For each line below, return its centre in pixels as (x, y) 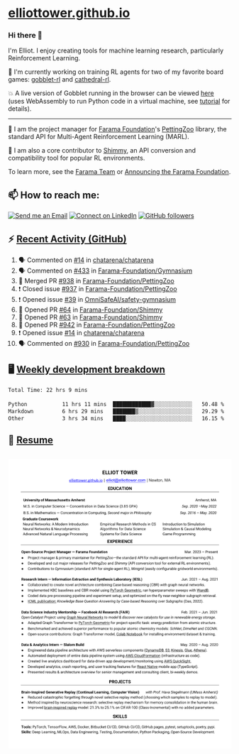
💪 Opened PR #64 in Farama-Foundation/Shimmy (90, 310)
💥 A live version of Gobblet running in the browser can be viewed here (111, 93)
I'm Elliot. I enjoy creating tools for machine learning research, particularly (116, 50)
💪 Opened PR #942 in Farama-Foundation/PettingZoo (97, 325)
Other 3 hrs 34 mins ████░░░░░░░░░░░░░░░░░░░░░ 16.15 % (116, 418)
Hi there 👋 (26, 35)
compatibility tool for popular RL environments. (77, 158)
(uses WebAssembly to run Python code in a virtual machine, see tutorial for (119, 102)
